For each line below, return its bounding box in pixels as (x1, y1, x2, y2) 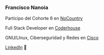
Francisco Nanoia (5, 4, 49, 11)
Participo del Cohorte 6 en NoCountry (5, 15, 83, 21)
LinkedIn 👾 (5, 44, 27, 50)
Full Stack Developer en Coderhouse (5, 25, 81, 31)
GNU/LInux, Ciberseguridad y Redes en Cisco (5, 34, 99, 41)
